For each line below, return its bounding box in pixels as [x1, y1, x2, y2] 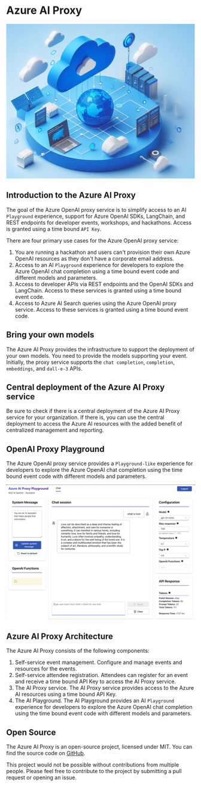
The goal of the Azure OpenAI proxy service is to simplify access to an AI [6, 206, 187, 213]
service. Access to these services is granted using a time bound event [14, 306, 188, 313]
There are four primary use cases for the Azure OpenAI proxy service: [6, 237, 179, 244]
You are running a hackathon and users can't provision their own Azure [14, 249, 190, 256]
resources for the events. [14, 665, 77, 672]
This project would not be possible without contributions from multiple [6, 761, 179, 768]
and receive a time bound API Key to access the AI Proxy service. [14, 678, 176, 685]
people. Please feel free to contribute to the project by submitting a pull [6, 768, 182, 775]
